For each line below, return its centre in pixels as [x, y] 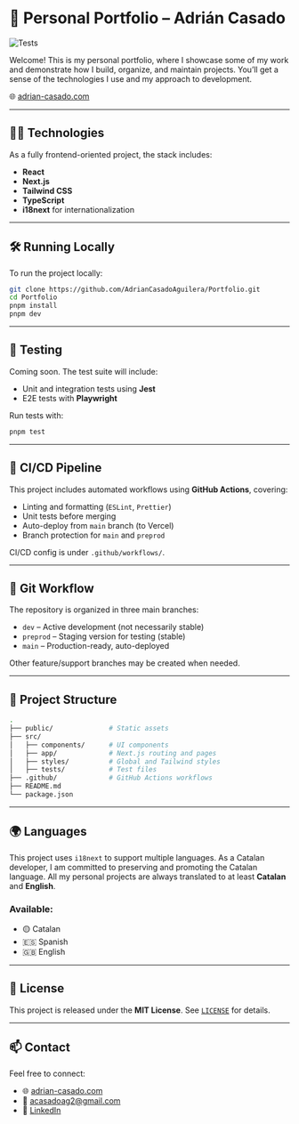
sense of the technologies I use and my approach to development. [130, 78]
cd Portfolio [33, 297]
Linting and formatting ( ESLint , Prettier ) [97, 506]
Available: [31, 909]
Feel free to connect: [48, 1073]
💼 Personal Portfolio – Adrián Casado [148, 18]
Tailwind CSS [47, 190]
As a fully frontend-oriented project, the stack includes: [111, 154]
